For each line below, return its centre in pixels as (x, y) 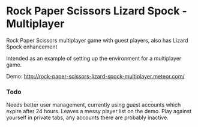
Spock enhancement (32, 47)
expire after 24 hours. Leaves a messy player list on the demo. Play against (99, 111)
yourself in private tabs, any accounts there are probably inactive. (88, 117)
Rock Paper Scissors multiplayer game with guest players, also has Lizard (97, 40)
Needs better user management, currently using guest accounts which (94, 105)
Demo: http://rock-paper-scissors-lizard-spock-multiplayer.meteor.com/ (95, 76)
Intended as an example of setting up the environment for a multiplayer (94, 58)
